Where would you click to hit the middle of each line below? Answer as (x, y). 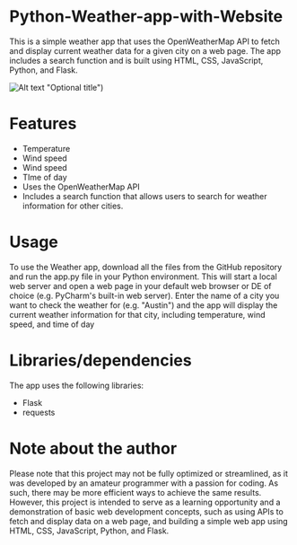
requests (39, 412)
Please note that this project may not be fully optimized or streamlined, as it (149, 473)
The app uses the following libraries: (77, 385)
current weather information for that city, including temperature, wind (137, 314)
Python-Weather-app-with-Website (146, 17)
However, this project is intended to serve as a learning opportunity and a (145, 502)
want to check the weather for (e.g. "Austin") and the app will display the (144, 305)
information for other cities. (73, 206)
